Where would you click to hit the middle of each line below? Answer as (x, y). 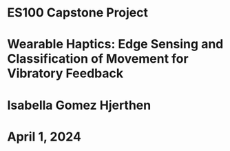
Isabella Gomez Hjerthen (79, 105)
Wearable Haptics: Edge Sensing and (115, 44)
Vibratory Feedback (65, 73)
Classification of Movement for (98, 59)
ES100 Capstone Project (78, 13)
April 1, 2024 (44, 137)
